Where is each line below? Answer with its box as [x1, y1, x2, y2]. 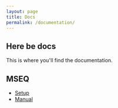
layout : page [6, 8, 38, 15]
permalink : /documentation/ [6, 19, 76, 25]
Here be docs [6, 41, 56, 51]
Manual [14, 96, 34, 103]
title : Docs [6, 14, 35, 20]
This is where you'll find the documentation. [6, 57, 113, 64]
